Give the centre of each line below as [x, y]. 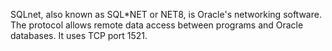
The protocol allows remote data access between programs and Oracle [157, 25]
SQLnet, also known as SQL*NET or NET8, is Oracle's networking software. [166, 14]
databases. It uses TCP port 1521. [79, 35]
